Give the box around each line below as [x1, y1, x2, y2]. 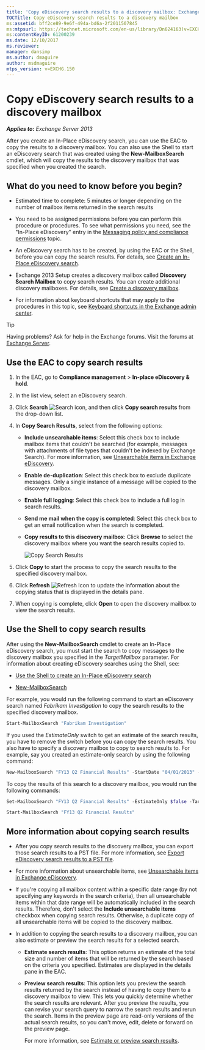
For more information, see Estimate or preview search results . [24, 1037, 179, 1044]
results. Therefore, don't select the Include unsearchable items [15, 905, 176, 912]
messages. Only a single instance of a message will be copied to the [24, 478, 196, 485]
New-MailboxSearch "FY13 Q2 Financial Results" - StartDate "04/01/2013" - [6, 769, 201, 775]
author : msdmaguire [6, 60, 56, 66]
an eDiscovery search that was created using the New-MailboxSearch [6, 150, 184, 158]
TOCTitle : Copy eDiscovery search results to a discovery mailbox [6, 15, 179, 21]
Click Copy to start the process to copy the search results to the [15, 563, 177, 570]
